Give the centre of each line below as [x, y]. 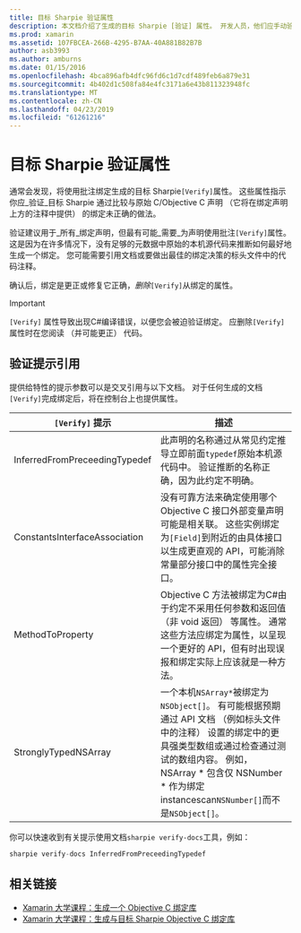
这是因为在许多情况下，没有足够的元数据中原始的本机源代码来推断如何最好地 [150, 244]
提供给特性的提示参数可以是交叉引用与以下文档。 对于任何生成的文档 [136, 387]
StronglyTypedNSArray [63, 752]
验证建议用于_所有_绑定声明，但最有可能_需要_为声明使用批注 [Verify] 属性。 [150, 233]
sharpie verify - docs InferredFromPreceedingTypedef [107, 854]
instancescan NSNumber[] [211, 799]
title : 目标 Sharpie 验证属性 [61, 17]
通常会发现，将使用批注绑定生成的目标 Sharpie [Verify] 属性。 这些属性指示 [148, 191]
